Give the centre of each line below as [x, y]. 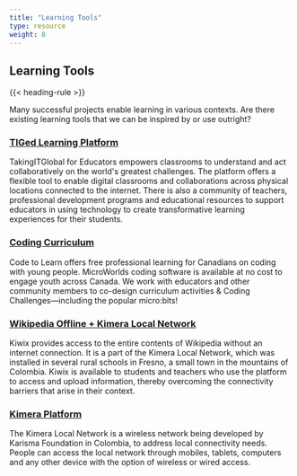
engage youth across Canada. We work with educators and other [130, 281]
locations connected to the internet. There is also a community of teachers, [148, 190]
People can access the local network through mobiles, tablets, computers [145, 453]
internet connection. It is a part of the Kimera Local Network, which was [142, 353]
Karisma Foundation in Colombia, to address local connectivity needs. [138, 443]
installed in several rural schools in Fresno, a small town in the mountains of [149, 362]
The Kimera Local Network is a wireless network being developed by [136, 434]
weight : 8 [28, 34]
